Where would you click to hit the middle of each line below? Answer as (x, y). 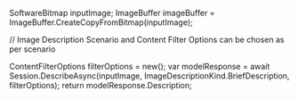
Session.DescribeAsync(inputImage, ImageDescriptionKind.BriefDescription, (149, 76)
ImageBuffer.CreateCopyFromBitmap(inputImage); (101, 22)
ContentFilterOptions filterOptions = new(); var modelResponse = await (140, 66)
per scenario (32, 49)
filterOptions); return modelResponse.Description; (101, 85)
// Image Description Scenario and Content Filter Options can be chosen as (147, 40)
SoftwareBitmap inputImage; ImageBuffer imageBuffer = (112, 13)
